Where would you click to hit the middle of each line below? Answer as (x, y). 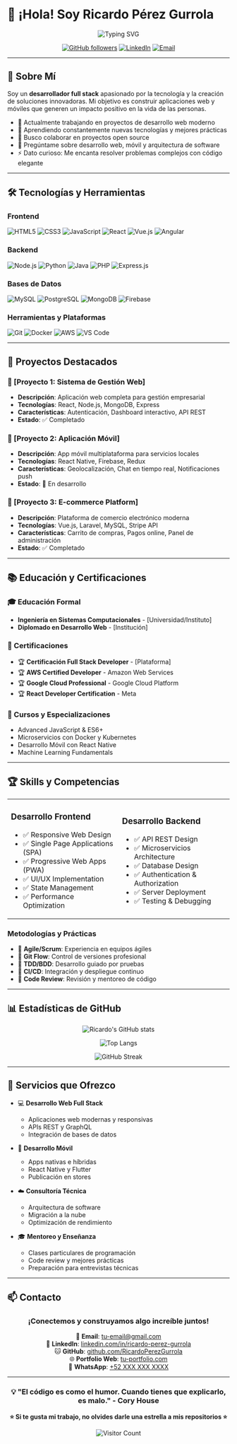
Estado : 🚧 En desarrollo (52, 484)
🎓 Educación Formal (44, 601)
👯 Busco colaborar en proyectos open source (83, 137)
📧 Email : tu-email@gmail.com (119, 1337)
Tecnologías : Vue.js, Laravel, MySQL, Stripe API (88, 525)
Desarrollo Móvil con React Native (67, 744)
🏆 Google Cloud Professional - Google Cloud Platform (98, 683)
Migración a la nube (57, 1214)
